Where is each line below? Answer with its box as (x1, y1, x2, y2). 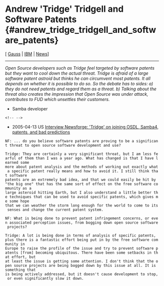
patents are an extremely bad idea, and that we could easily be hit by (5, 177, 156, 182)
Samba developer (12, 105, 48, 111)
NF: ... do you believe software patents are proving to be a (5, 138, 134, 143)
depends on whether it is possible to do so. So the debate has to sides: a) (5, 80, 154, 86)
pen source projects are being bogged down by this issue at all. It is (5, 263, 156, 268)
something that (5, 267, 36, 272)
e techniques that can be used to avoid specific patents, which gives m (5, 194, 159, 199)
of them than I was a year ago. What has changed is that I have (18, 156, 154, 160)
